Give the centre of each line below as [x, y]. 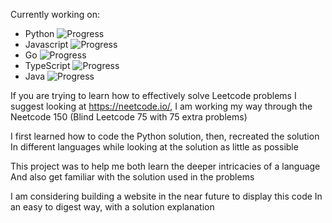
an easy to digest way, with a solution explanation [112, 207]
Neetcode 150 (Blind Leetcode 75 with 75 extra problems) [129, 117]
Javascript [46, 44]
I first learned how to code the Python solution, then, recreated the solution [165, 136]
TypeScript [47, 65]
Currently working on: [55, 14]
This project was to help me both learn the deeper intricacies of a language [165, 166]
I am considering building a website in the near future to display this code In [166, 196]
